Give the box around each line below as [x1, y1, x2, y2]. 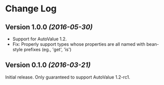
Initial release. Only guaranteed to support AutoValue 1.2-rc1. [5, 74, 130, 80]
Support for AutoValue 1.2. [12, 36, 67, 42]
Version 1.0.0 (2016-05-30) [5, 23, 93, 31]
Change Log [5, 3, 57, 14]
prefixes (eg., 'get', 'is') [24, 47, 72, 52]
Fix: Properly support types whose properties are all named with [12, 41, 145, 47]
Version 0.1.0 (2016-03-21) [5, 61, 91, 70]
